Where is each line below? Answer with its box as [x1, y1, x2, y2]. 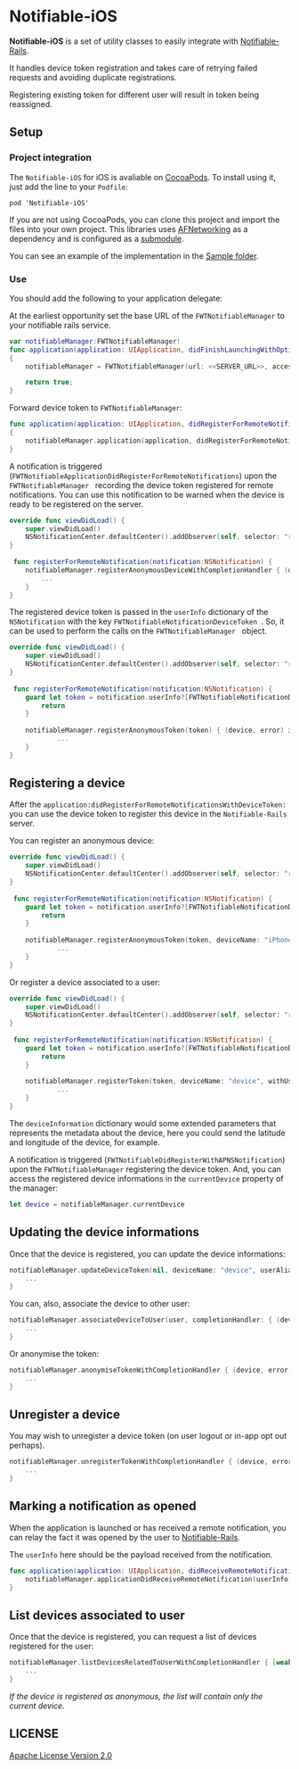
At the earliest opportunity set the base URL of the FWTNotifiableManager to [9, 310, 285, 320]
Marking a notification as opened [9, 1499, 197, 1514]
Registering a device [9, 776, 126, 791]
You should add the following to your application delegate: [9, 293, 222, 303]
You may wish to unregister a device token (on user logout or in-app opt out [9, 1431, 287, 1441]
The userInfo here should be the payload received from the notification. [9, 1549, 273, 1559]
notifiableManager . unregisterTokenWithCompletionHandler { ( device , [9, 1458, 269, 1466]
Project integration [9, 152, 92, 164]
